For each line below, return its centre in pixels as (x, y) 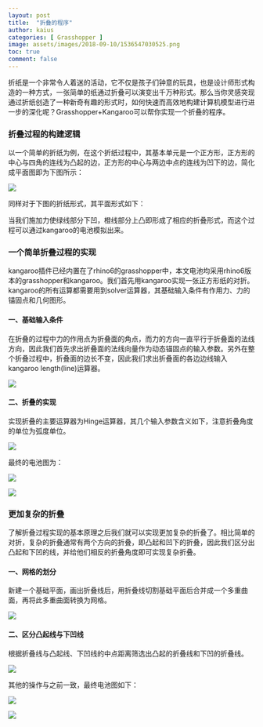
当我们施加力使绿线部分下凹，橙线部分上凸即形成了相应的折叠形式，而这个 (128, 220)
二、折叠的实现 (32, 402)
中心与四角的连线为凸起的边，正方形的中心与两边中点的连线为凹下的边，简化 (131, 162)
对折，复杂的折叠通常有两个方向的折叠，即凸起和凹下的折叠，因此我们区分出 (131, 543)
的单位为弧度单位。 (39, 431)
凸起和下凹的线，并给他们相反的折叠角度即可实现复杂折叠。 (104, 552)
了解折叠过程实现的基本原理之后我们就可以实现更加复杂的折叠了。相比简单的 (131, 533)
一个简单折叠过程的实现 (52, 253)
